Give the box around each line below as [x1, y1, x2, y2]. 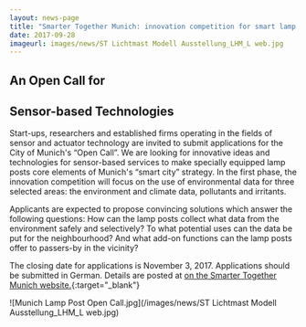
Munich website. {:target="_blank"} [9, 280, 140, 290]
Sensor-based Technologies [9, 104, 174, 120]
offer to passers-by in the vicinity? [9, 243, 139, 254]
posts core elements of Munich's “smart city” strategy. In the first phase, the [9, 166, 297, 178]
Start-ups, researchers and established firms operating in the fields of [9, 128, 272, 139]
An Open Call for [9, 72, 106, 88]
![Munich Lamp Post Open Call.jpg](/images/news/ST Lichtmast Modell [9, 298, 277, 309]
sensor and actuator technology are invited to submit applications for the [9, 138, 283, 149]
